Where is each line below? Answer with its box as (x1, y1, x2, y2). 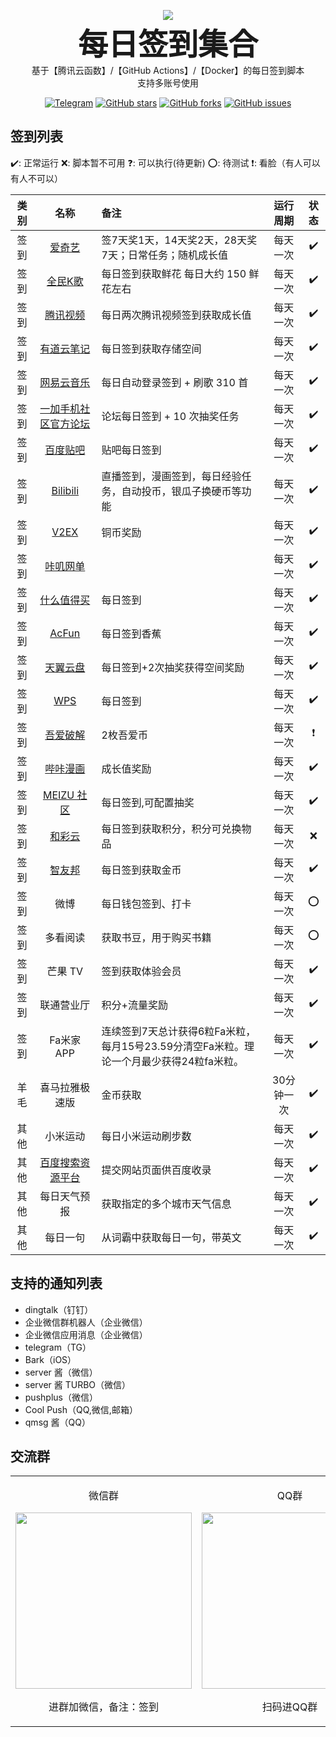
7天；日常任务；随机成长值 (101, 248, 228, 262)
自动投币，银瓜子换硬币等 (121, 484, 242, 498)
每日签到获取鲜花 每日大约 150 (101, 266, 247, 280)
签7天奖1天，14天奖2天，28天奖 (101, 233, 258, 247)
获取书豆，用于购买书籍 (101, 930, 212, 944)
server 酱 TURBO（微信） (24, 1378, 132, 1390)
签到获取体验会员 (101, 964, 182, 978)
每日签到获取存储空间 (101, 341, 202, 355)
